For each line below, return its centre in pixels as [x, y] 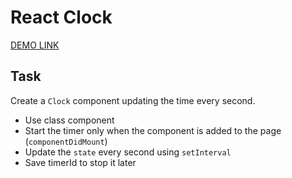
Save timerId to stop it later [80, 162]
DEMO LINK [35, 45]
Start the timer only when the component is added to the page [153, 130]
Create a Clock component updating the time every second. [133, 100]
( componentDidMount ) [66, 141]
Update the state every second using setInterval [128, 152]
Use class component [69, 120]
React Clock [61, 17]
